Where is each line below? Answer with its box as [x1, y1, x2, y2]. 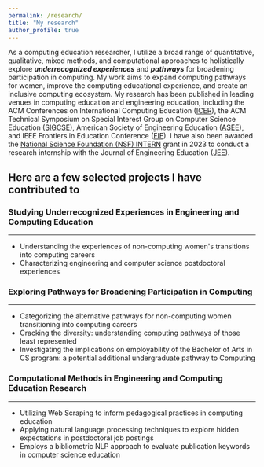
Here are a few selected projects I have [8, 171, 203, 184]
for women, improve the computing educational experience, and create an [8, 81, 248, 90]
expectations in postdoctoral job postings [19, 433, 155, 443]
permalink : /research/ [8, 11, 82, 20]
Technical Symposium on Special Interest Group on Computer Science [8, 115, 236, 124]
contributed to [8, 182, 80, 197]
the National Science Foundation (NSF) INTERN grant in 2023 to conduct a [8, 139, 250, 149]
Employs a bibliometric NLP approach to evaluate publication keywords [19, 441, 250, 450]
